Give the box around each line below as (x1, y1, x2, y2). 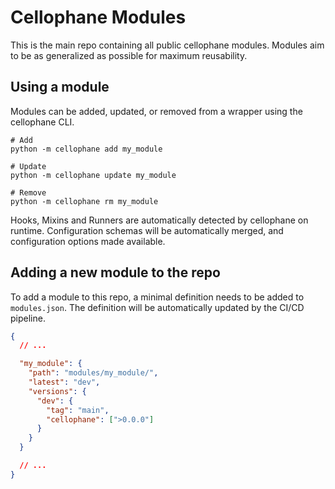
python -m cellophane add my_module (10, 144, 163, 154)
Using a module (10, 79, 110, 96)
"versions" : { (28, 386, 87, 396)
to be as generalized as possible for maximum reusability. (10, 49, 248, 61)
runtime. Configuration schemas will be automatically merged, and (10, 224, 284, 236)
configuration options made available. (10, 235, 166, 247)
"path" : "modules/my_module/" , (28, 368, 159, 378)
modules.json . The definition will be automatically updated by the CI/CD (10, 301, 305, 313)
